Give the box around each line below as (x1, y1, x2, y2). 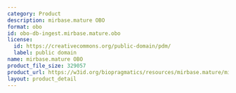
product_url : (7, 69, 46, 76)
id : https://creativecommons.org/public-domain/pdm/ (13, 43, 171, 50)
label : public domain (13, 50, 77, 57)
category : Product (7, 10, 61, 17)
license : (7, 36, 33, 43)
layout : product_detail (7, 75, 77, 83)
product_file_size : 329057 (7, 62, 86, 69)
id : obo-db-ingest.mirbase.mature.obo (7, 29, 121, 37)
